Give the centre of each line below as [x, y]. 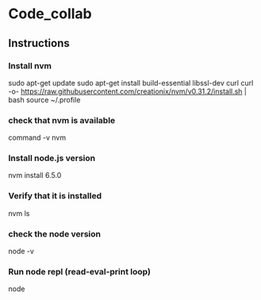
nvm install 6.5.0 [35, 175]
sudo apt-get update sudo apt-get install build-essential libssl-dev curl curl [131, 83]
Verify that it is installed [55, 196]
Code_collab [50, 14]
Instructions [39, 43]
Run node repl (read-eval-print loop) [79, 271]
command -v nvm [37, 138]
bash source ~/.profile [44, 99]
